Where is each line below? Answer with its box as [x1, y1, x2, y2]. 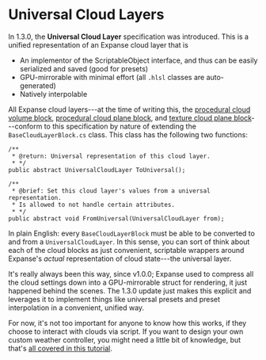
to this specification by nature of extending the [44, 121, 196, 131]
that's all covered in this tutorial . [8, 343, 112, 353]
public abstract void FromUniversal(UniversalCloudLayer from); [8, 214, 225, 223]
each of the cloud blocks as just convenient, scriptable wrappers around [8, 245, 245, 255]
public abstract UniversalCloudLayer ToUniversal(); [8, 166, 186, 174]
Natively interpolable [19, 89, 88, 98]
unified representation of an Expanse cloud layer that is [8, 40, 188, 49]
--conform [8, 121, 43, 131]
